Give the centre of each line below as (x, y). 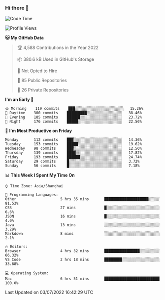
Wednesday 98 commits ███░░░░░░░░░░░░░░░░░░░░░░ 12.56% (73, 149)
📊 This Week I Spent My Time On (40, 175)
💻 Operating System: (27, 273)
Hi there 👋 (17, 8)
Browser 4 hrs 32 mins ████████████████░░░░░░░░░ (82, 251)
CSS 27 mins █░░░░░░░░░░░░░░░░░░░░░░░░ (82, 208)
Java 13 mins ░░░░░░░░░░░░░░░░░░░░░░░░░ (82, 225)
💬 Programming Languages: (32, 195)
